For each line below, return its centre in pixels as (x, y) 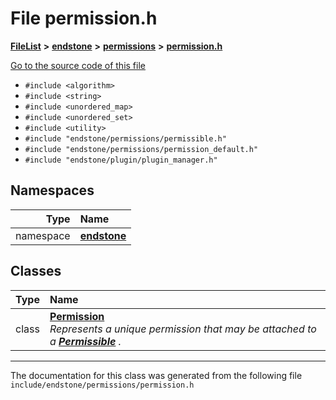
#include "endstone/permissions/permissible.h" (125, 138)
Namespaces (52, 190)
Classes (36, 271)
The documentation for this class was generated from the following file (156, 375)
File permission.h (84, 18)
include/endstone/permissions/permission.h (102, 385)
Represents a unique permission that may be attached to (183, 329)
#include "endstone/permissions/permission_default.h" (141, 149)
